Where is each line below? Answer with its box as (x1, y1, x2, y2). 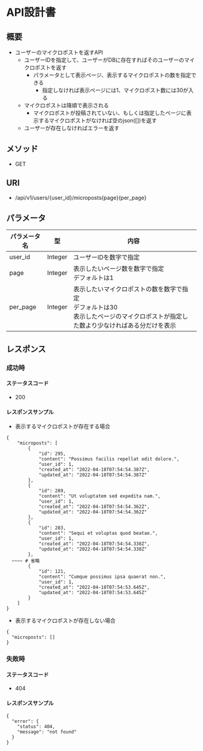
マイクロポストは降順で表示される (24, 102, 109, 109)
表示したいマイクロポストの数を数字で (73, 285, 182, 294)
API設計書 (6, 5, 56, 19)
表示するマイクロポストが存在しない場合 (14, 617, 116, 624)
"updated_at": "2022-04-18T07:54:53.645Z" (38, 590, 147, 596)
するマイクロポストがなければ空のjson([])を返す (38, 117, 157, 124)
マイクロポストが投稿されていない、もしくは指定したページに (33, 110, 187, 116)
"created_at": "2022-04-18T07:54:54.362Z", (38, 504, 150, 510)
